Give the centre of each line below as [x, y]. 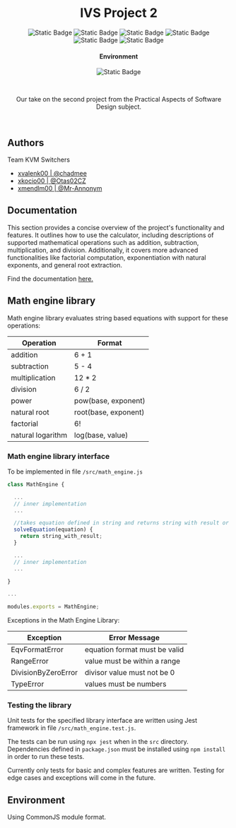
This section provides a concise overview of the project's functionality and [116, 227]
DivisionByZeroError [45, 673]
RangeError [30, 661]
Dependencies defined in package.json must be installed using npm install [117, 749]
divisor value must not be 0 [130, 673]
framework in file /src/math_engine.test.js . [72, 728]
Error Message [135, 638]
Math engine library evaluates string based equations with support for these [118, 318]
